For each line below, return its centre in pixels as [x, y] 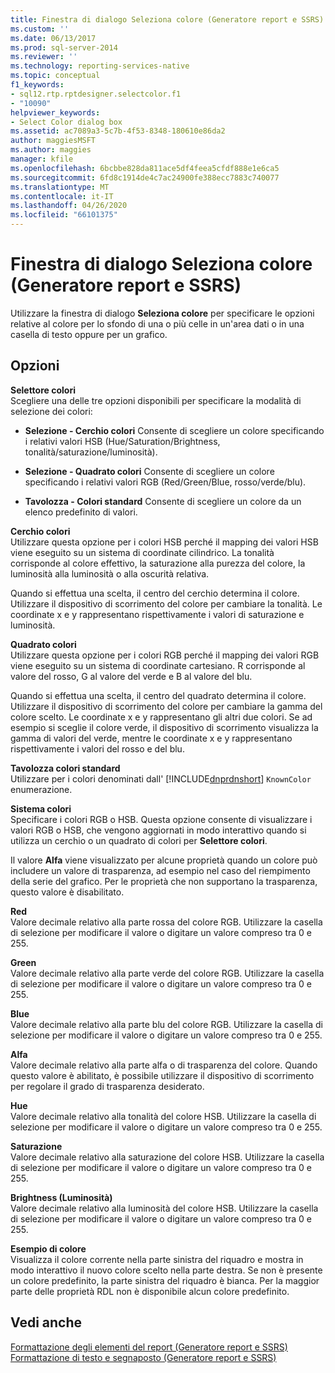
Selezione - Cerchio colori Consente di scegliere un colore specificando [174, 430]
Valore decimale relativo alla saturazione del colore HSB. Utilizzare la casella [167, 1157]
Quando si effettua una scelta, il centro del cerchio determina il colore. [155, 593]
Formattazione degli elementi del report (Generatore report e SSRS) [149, 1347]
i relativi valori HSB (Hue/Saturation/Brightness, [122, 441]
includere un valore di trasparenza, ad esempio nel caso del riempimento [160, 870]
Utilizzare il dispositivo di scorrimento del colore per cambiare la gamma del [166, 706]
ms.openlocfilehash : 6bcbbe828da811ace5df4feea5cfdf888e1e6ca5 [145, 168]
